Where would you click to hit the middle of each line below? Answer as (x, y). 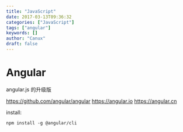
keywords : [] (22, 33)
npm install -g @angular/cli (42, 123)
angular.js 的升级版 (29, 89)
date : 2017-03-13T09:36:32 (39, 17)
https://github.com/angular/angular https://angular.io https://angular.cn (91, 101)
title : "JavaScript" (31, 11)
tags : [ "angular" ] (28, 28)
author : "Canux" (26, 38)
